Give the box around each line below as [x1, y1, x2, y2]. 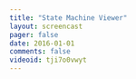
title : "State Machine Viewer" [9, 13, 128, 23]
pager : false [9, 30, 59, 39]
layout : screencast [9, 22, 83, 31]
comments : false [9, 47, 71, 56]
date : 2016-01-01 [9, 38, 75, 48]
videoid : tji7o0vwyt [9, 55, 88, 64]
